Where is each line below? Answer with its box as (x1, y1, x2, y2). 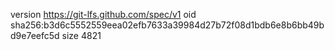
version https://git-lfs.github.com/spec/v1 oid (10, 9, 197, 20)
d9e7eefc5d (10, 30, 60, 41)
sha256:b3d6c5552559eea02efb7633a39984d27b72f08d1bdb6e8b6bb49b (10, 19, 325, 31)
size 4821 (61, 30, 102, 41)
